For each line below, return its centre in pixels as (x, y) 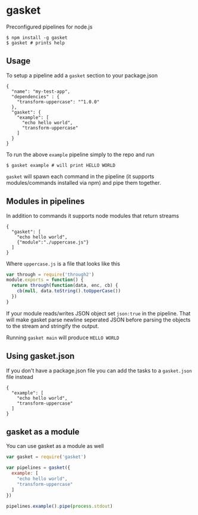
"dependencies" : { (36, 97)
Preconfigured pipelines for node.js (49, 27)
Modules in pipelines (45, 202)
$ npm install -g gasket (37, 37)
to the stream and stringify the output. (53, 326)
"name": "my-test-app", (41, 91)
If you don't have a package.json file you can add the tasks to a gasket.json (99, 370)
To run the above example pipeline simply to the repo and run (80, 154)
